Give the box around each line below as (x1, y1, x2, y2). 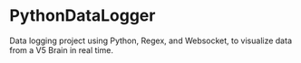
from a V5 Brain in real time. (9, 44, 113, 55)
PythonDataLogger (9, 5, 156, 26)
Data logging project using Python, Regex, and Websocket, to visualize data (9, 35, 293, 46)
